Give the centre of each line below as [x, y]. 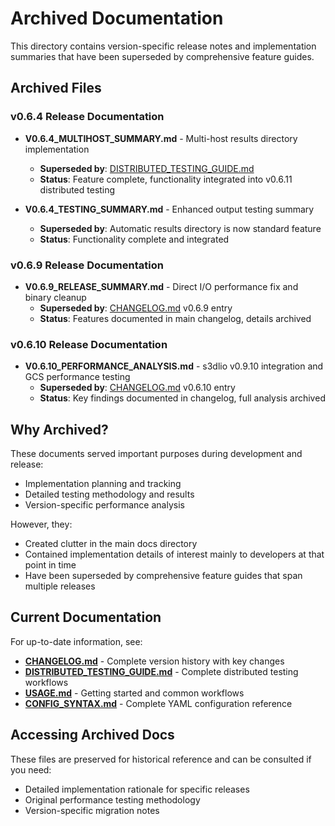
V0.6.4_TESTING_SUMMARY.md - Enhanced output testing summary [169, 209]
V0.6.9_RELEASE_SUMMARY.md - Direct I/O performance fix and [161, 286]
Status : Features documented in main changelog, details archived [175, 318]
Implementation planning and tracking [103, 484]
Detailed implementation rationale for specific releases [137, 789]
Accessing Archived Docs [92, 735]
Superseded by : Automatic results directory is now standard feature [180, 228]
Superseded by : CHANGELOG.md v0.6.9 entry [136, 308]
